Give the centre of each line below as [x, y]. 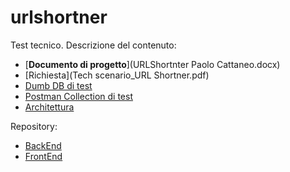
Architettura [49, 107]
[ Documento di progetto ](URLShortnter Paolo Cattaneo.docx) [152, 64]
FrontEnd [43, 156]
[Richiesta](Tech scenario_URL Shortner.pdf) [117, 75]
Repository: [34, 126]
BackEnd [43, 145]
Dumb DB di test [58, 85]
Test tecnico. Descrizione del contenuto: [93, 45]
